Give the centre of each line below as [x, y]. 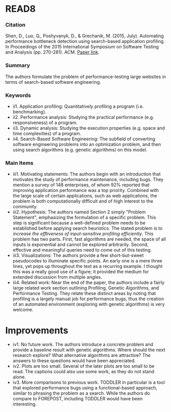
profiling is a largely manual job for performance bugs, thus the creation [88, 299]
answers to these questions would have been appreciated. [74, 361]
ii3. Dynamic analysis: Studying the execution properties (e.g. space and [89, 128]
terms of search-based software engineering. [53, 82]
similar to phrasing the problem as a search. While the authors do [81, 393]
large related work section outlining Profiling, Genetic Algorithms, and [86, 288]
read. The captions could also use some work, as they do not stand [83, 372]
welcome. [23, 310]
